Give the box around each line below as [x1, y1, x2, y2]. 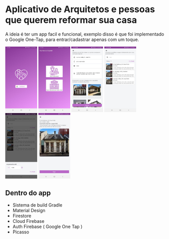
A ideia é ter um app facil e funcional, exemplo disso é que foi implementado [5, 31, 164, 37]
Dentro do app [5, 188, 51, 197]
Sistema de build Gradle [12, 202, 63, 208]
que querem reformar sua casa [5, 14, 137, 26]
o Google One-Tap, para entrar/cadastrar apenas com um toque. [5, 36, 139, 43]
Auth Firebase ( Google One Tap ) [12, 224, 83, 230]
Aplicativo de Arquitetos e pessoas [5, 4, 155, 15]
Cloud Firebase [12, 218, 44, 224]
